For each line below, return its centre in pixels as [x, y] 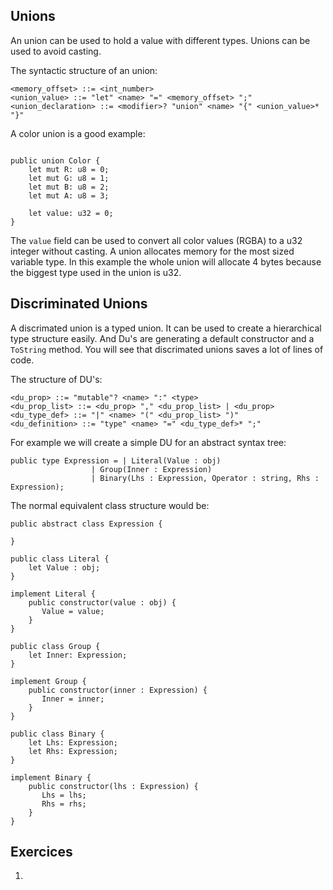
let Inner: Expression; [78, 655]
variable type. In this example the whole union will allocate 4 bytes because [166, 261]
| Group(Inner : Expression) [151, 469]
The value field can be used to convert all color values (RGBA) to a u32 [156, 240]
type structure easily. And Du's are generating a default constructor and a [162, 338]
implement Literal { [53, 594]
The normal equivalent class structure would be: [110, 505]
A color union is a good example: [78, 133]
